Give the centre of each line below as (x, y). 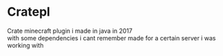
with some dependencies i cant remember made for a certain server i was (111, 38)
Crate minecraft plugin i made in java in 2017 (70, 31)
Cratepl (28, 12)
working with (25, 45)
